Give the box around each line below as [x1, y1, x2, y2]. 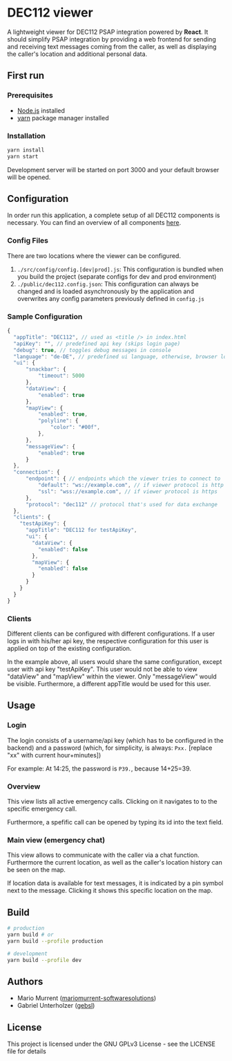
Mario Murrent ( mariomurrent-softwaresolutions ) [17, 994, 157, 1002]
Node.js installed [17, 106, 66, 115]
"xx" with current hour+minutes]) [7, 750, 101, 759]
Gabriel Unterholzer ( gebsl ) [17, 1002, 95, 1010]
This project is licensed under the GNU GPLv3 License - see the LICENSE [7, 1040, 216, 1049]
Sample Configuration [7, 311, 83, 321]
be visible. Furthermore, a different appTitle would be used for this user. [7, 680, 211, 688]
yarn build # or [7, 931, 54, 938]
